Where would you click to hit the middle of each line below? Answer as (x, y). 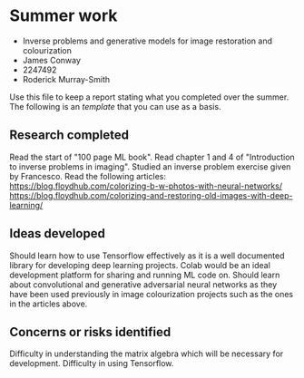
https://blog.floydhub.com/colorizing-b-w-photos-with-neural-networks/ (146, 186)
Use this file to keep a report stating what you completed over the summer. (149, 97)
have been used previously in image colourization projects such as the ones (151, 294)
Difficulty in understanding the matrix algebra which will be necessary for (147, 354)
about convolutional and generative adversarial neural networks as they (143, 284)
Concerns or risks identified (90, 332)
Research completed (69, 136)
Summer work (64, 16)
